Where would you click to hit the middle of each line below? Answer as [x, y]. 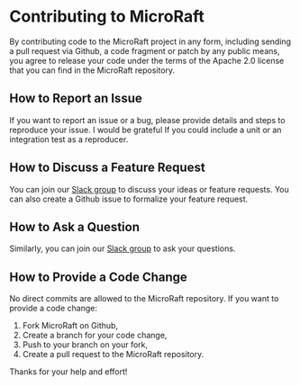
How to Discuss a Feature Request [107, 168]
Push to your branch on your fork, [85, 345]
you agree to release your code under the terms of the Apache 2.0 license [147, 60]
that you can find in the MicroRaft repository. [92, 70]
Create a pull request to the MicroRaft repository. [113, 355]
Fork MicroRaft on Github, [70, 326]
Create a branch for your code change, [95, 336]
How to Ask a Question [74, 227]
